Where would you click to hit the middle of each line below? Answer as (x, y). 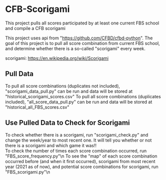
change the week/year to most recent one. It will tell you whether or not (79, 140)
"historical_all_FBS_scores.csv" (37, 107)
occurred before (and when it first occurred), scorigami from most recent (80, 161)
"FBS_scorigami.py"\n (28, 172)
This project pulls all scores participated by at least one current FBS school (82, 23)
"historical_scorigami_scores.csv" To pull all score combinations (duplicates (83, 96)
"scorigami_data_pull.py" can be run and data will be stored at (69, 91)
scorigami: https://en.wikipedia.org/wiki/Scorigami (57, 58)
